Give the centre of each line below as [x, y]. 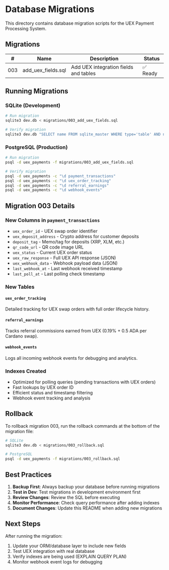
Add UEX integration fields [102, 67]
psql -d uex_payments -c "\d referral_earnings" [57, 185]
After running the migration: [34, 536]
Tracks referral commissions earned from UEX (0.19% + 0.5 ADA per [76, 331]
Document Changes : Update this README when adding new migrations [87, 508]
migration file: [20, 431]
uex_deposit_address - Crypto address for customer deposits [76, 236]
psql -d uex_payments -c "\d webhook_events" [54, 190]
